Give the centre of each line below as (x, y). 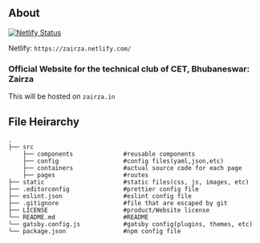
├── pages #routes (86, 175)
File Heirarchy (44, 121)
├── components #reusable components (109, 154)
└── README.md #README (79, 217)
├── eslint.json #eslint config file (100, 196)
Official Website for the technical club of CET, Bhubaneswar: (129, 69)
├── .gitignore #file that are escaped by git (118, 203)
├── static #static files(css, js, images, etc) (129, 182)
